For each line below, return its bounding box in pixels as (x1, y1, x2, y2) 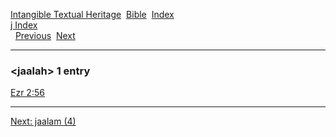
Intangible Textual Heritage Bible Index (10, 9, 175, 20)
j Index (10, 19, 38, 31)
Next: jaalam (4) (10, 115, 77, 128)
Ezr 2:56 (10, 87, 45, 99)
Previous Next (14, 30, 76, 41)
